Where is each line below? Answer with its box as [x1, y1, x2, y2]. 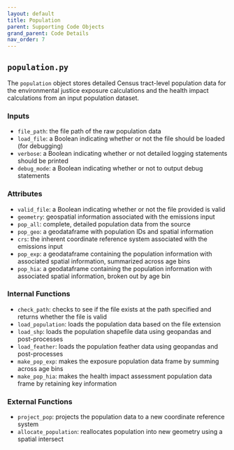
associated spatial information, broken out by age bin [17, 272, 171, 280]
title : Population [7, 17, 61, 24]
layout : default [7, 10, 54, 17]
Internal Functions [7, 289, 71, 299]
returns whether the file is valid [17, 312, 107, 321]
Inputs [7, 111, 30, 121]
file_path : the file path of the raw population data [17, 127, 162, 136]
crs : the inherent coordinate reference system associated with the [17, 235, 207, 243]
